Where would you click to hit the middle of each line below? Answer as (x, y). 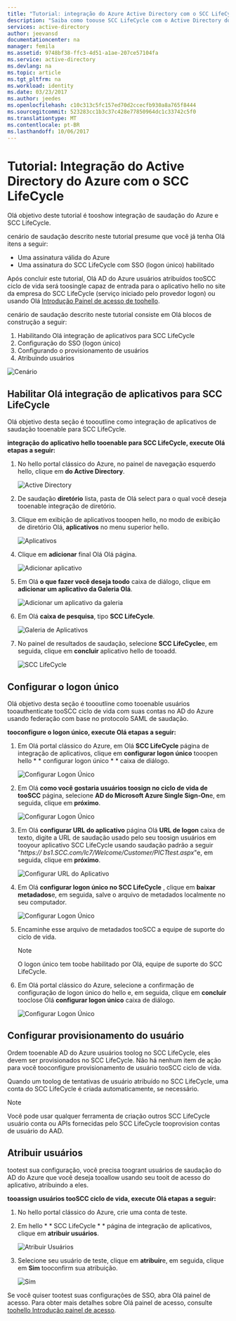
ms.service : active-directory (52, 60)
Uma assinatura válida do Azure (64, 258)
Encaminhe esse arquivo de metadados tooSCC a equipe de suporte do (121, 929)
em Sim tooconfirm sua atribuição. (67, 1268)
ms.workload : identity (40, 86)
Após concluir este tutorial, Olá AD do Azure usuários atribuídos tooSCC (112, 279)
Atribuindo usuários (46, 358)
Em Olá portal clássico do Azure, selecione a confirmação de (106, 985)
